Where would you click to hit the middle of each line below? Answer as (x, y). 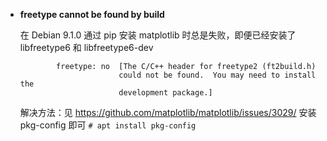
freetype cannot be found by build (92, 14)
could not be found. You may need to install (217, 75)
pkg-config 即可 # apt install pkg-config (108, 125)
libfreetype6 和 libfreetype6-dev (86, 47)
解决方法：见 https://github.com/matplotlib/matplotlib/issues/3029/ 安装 (168, 112)
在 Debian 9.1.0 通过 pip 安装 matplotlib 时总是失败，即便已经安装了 (158, 35)
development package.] (165, 93)
